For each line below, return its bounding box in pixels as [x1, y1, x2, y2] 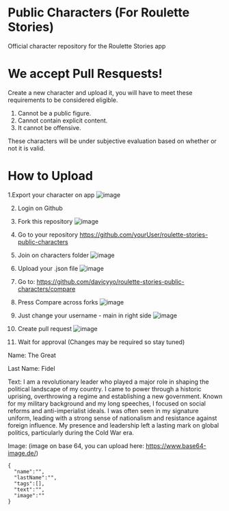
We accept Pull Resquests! [8, 66, 163, 81]
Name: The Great [8, 351, 57, 359]
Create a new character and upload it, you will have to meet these [8, 88, 193, 96]
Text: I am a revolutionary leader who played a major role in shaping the [8, 378, 209, 386]
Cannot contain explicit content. [17, 116, 108, 125]
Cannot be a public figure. [17, 109, 92, 117]
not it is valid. [8, 144, 45, 152]
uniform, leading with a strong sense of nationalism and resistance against [8, 414, 217, 422]
